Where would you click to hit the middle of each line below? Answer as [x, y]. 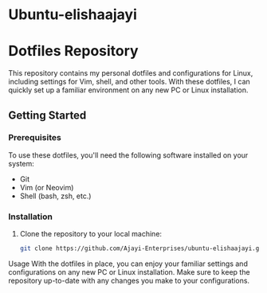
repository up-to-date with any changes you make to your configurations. [129, 280]
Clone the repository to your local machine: [90, 234]
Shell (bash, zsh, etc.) [55, 196]
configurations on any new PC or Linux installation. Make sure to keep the [129, 272]
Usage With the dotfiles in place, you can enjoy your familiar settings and [128, 264]
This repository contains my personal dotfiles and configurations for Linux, [131, 73]
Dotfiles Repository [73, 51]
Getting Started [47, 115]
